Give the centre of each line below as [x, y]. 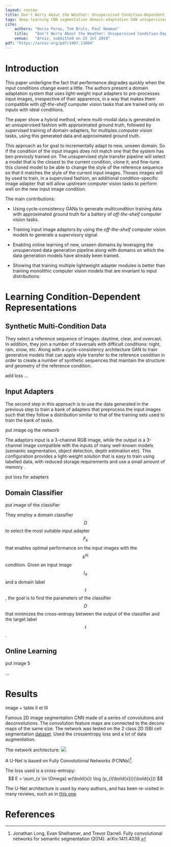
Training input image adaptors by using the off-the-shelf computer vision [89, 229]
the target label [21, 619]
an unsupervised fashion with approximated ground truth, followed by [78, 125]
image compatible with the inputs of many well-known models [88, 445]
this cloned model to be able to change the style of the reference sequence [84, 167]
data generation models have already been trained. [66, 255]
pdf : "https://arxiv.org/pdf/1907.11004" [50, 43]
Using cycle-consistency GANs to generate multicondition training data [87, 208]
